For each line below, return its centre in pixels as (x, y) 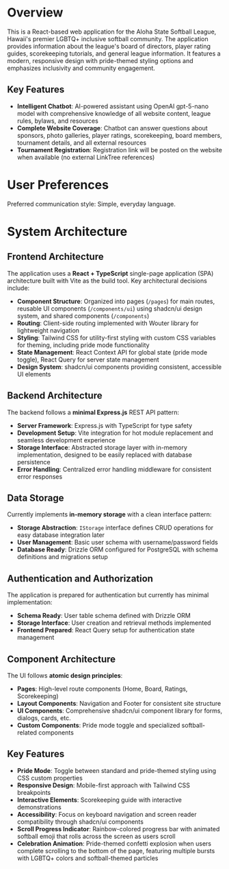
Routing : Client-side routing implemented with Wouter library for (108, 323)
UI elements (34, 374)
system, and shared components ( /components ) (83, 316)
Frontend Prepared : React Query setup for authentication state (106, 630)
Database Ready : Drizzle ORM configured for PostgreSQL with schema (118, 549)
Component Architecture (62, 659)
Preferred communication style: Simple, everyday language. (91, 204)
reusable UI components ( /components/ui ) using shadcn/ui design (110, 308)
